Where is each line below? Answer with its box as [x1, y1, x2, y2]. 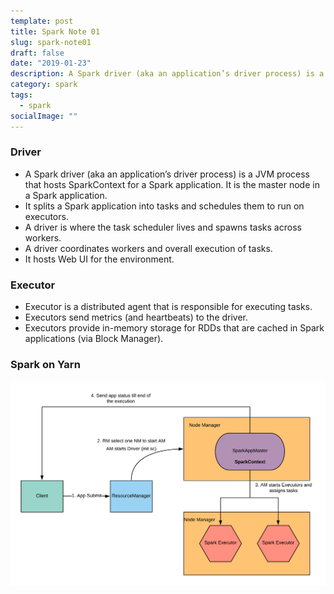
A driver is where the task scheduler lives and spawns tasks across [24, 221, 302, 233]
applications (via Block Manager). [24, 333, 164, 345]
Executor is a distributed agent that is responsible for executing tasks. [24, 301, 313, 313]
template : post [10, 16, 74, 26]
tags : [10, 90, 33, 100]
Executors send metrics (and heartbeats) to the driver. [24, 311, 249, 324]
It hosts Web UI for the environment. [24, 253, 175, 265]
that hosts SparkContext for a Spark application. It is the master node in [24, 178, 320, 190]
